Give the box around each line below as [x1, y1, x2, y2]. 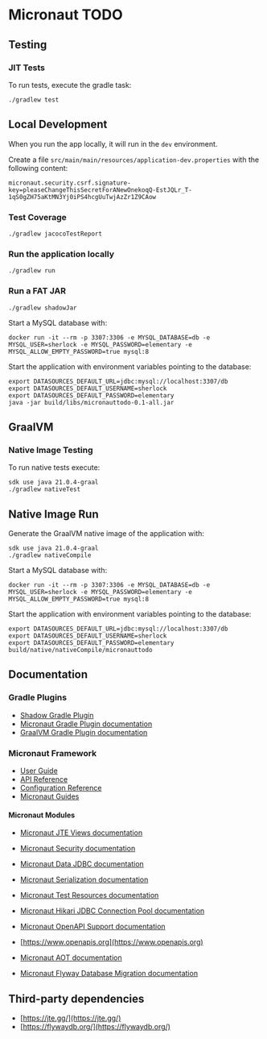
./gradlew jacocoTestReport [8, 230, 103, 238]
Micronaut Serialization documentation [19, 875, 149, 884]
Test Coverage [8, 211, 67, 222]
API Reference [19, 775, 68, 784]
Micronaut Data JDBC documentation [19, 859, 145, 869]
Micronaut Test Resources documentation [19, 891, 159, 900]
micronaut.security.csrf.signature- [8, 179, 131, 187]
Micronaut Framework [8, 747, 97, 758]
